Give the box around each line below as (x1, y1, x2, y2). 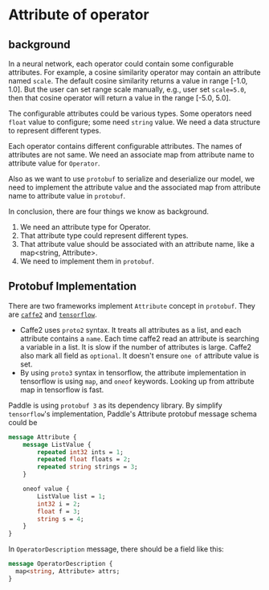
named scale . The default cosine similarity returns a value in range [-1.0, (8, 76, 248, 85)
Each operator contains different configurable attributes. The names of (8, 141, 243, 150)
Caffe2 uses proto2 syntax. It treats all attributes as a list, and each (19, 325, 242, 334)
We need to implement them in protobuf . (19, 256, 155, 266)
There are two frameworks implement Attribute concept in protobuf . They (8, 301, 255, 310)
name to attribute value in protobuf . (8, 191, 126, 200)
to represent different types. (8, 126, 102, 135)
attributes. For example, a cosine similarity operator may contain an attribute (8, 68, 261, 77)
